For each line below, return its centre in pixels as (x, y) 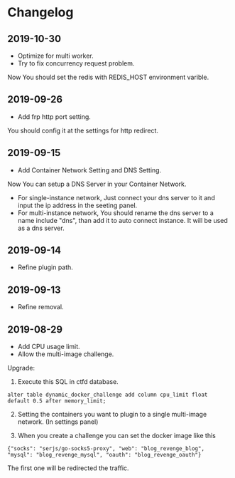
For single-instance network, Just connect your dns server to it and (116, 197)
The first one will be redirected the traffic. (68, 468)
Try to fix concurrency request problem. (76, 63)
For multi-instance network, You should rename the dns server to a (116, 213)
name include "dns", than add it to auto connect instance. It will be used (123, 220)
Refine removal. (40, 307)
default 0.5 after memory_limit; (57, 401)
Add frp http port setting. (54, 116)
